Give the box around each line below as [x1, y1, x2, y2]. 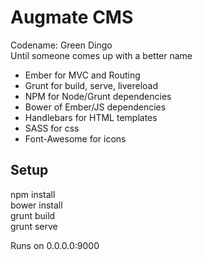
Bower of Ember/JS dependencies [24, 101, 167, 113]
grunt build [10, 209, 56, 221]
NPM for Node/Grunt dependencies [24, 90, 172, 102]
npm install [10, 188, 56, 200]
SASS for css [24, 122, 80, 134]
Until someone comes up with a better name [10, 49, 193, 61]
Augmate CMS [10, 6, 134, 29]
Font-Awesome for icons [24, 132, 127, 145]
